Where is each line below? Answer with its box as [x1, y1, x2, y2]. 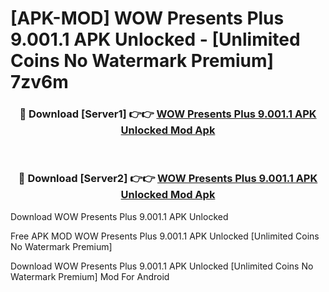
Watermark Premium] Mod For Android [10, 270, 170, 282]
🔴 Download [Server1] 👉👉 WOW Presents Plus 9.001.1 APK [19, 107, 317, 121]
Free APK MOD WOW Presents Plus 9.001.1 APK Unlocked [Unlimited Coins [10, 230, 320, 242]
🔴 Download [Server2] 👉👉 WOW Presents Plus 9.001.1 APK [18, 172, 318, 186]
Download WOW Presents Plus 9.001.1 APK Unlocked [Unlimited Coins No [10, 260, 314, 272]
